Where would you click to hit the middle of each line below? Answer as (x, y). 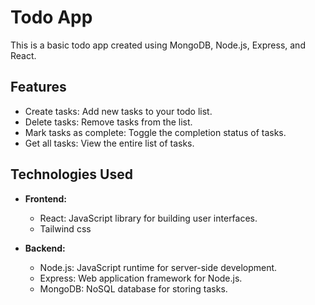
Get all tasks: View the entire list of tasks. (109, 143)
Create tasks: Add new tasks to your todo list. (118, 111)
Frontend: (45, 198)
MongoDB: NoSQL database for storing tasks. (133, 288)
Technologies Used (71, 174)
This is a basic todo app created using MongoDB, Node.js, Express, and (158, 45)
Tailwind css (65, 228)
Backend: (45, 248)
